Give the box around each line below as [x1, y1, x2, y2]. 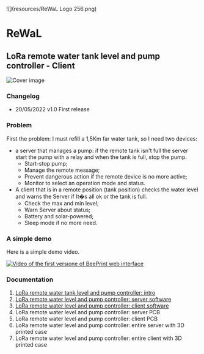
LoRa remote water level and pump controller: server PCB [15, 309, 161, 316]
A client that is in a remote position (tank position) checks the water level [15, 186, 199, 193]
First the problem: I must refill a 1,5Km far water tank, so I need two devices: [6, 135, 197, 142]
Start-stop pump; [24, 160, 68, 167]
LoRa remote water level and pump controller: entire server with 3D [15, 322, 184, 329]
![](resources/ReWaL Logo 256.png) [6, 6, 97, 12]
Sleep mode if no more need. [24, 219, 98, 226]
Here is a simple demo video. [6, 248, 80, 256]
